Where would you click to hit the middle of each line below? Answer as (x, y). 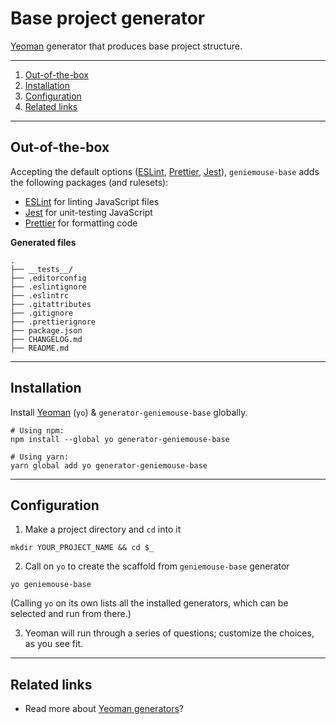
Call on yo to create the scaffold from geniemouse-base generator (157, 566)
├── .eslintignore (48, 287)
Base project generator (108, 18)
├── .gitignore (42, 313)
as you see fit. (54, 644)
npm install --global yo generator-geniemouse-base (120, 439)
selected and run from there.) (71, 614)
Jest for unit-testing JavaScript (88, 212)
